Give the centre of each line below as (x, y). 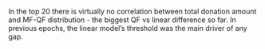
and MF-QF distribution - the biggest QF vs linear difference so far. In (123, 20)
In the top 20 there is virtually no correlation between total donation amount (132, 11)
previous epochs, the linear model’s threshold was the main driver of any (128, 28)
